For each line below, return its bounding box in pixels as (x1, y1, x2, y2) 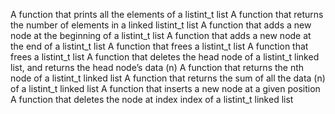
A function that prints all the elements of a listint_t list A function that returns (10, 9, 324, 20)
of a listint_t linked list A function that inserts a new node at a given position (10, 83, 321, 94)
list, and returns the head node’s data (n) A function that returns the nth (10, 62, 305, 73)
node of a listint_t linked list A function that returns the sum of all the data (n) (10, 72, 326, 84)
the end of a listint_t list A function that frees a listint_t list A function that (10, 40, 309, 52)
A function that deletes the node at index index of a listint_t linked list (10, 94, 294, 105)
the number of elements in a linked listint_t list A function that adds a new (10, 19, 312, 31)
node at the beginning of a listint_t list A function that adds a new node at (10, 30, 312, 41)
